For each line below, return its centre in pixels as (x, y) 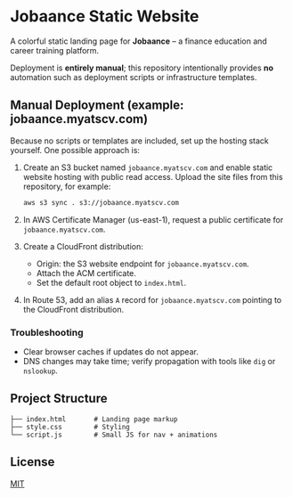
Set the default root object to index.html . (111, 282)
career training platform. (55, 50)
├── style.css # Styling (70, 427)
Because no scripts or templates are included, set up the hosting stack (140, 141)
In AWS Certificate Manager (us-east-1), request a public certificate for (153, 219)
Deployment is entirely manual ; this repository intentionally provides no (142, 68)
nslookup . (41, 371)
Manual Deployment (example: (97, 106)
